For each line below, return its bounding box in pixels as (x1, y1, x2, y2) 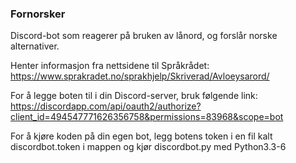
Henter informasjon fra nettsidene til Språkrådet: (10, 60, 210, 72)
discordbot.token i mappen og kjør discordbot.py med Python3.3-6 (10, 141, 287, 153)
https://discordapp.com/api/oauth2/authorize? (10, 100, 202, 112)
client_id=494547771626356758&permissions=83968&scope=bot (10, 111, 284, 123)
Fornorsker (10, 7, 66, 21)
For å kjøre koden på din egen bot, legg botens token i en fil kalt (10, 130, 273, 142)
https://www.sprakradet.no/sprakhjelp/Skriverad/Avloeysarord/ (10, 70, 270, 82)
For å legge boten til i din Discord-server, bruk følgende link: (10, 90, 258, 102)
